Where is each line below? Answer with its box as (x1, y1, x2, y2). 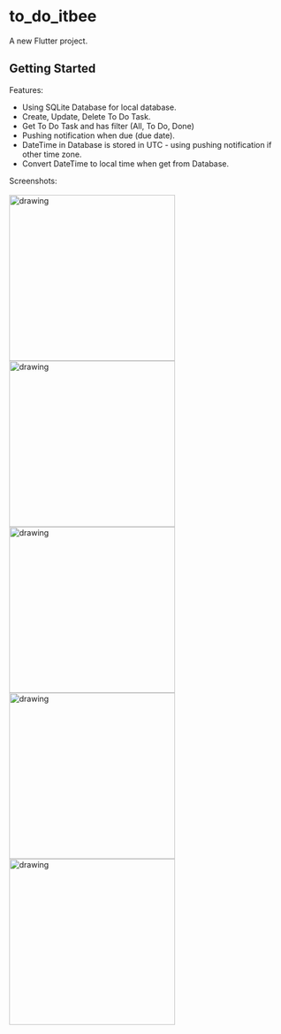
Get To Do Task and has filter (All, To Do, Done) (21, 120, 194, 131)
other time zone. (21, 149, 82, 159)
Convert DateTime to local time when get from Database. (21, 158, 230, 169)
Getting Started (9, 61, 96, 76)
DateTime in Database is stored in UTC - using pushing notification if (21, 139, 272, 150)
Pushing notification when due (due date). (21, 130, 175, 141)
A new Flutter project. (9, 35, 88, 46)
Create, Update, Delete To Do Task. (21, 111, 151, 121)
